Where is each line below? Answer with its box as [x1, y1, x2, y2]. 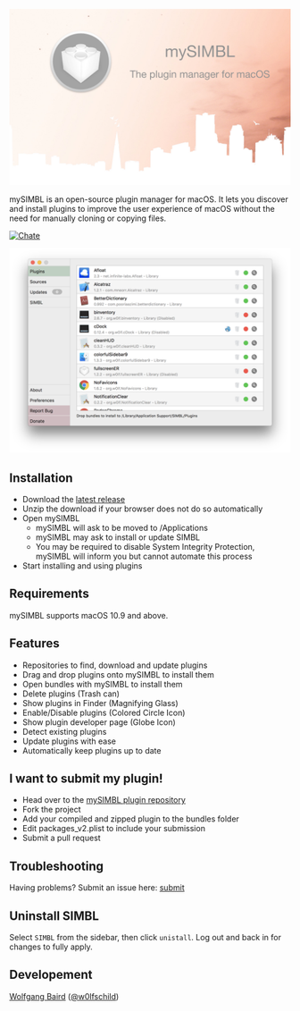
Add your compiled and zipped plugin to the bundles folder [21, 813, 239, 824]
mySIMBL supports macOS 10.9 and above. [9, 610, 169, 620]
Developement [9, 967, 93, 982]
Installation [9, 470, 73, 485]
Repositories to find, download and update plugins [21, 660, 208, 670]
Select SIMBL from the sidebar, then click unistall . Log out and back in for [9, 932, 281, 943]
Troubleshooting [9, 858, 104, 873]
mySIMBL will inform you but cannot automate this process [35, 551, 253, 561]
